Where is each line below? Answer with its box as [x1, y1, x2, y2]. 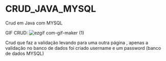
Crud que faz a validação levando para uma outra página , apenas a [5, 39, 149, 46]
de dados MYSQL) [5, 50, 45, 56]
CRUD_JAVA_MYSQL [5, 3, 96, 15]
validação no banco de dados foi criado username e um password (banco [5, 45, 161, 51]
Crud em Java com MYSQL [5, 20, 63, 26]
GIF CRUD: [5, 29, 28, 36]
